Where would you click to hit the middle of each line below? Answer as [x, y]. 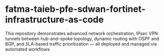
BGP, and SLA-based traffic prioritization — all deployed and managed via [81, 44]
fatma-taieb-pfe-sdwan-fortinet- [75, 9]
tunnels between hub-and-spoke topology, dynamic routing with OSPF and [82, 39]
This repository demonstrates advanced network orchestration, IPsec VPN [82, 33]
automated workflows [27, 49]
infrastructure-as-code [54, 20]
